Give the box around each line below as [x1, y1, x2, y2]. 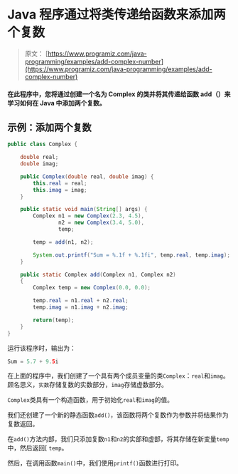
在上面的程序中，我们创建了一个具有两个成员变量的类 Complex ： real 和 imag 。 [7, 371, 229, 380]
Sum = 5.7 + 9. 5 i [7, 358, 59, 365]
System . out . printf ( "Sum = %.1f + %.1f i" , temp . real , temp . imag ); [33, 251, 231, 259]
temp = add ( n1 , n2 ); [33, 238, 94, 246]
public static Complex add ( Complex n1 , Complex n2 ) [20, 271, 176, 278]
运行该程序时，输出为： [7, 344, 76, 352]
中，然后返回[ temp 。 [7, 443, 68, 453]
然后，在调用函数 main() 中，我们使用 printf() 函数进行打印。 [7, 459, 183, 468]
